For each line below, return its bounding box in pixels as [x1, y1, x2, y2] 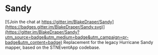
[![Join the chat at [5, 19, 41, 25]
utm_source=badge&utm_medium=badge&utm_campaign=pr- [5, 34, 129, 40]
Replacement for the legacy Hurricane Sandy [63, 39, 154, 45]
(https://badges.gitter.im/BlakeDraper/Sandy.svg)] [5, 24, 105, 29]
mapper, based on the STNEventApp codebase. [5, 44, 100, 50]
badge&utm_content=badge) [5, 39, 63, 45]
